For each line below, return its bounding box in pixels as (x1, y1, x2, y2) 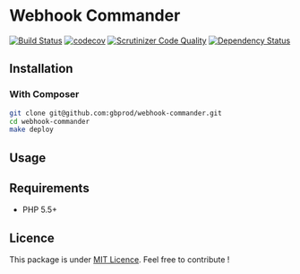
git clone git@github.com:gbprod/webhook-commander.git (9, 109, 222, 118)
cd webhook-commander (9, 117, 90, 126)
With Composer (9, 88, 80, 101)
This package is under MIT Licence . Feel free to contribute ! (9, 254, 230, 265)
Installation (9, 61, 73, 76)
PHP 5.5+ (21, 204, 58, 216)
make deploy (9, 125, 54, 135)
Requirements (9, 181, 90, 196)
